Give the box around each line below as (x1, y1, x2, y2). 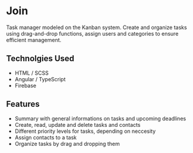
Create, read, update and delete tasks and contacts (14, 121, 141, 128)
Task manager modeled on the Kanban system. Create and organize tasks (6, 24, 187, 31)
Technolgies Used (6, 53, 75, 63)
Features (6, 99, 40, 109)
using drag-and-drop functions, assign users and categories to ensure (6, 30, 179, 37)
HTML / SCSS (14, 69, 49, 76)
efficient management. (6, 36, 62, 43)
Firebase (14, 82, 37, 89)
